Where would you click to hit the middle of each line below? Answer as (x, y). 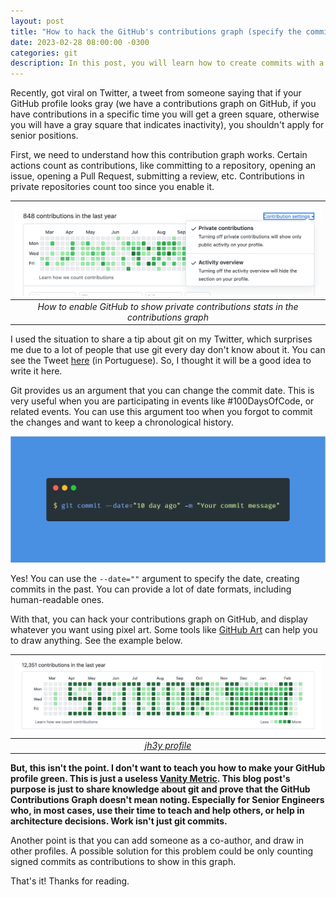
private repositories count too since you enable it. (112, 187)
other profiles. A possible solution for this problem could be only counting (162, 851)
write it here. (36, 371)
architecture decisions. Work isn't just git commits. (119, 821)
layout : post (37, 21)
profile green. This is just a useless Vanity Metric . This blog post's (150, 778)
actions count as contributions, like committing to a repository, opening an (163, 166)
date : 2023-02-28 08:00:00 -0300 (80, 42)
